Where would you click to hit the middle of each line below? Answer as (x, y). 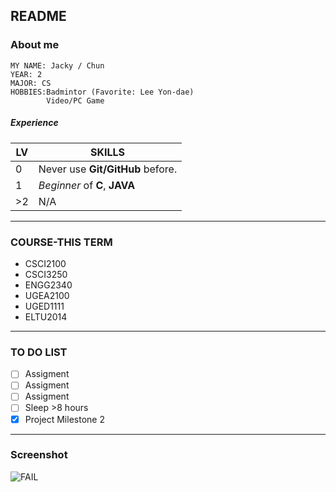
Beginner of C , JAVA (87, 185)
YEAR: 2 (26, 74)
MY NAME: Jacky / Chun (57, 65)
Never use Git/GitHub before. (108, 169)
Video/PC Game (75, 100)
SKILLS (107, 152)
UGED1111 (44, 306)
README (38, 16)
